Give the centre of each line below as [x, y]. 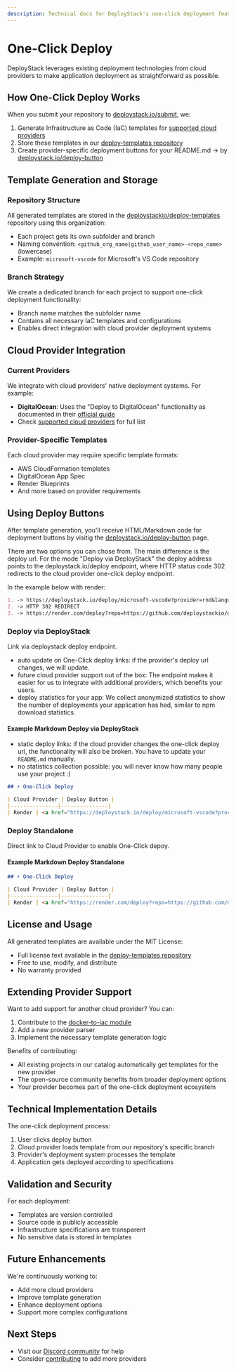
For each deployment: [39, 1201]
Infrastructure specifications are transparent [81, 1229]
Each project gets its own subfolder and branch [86, 237]
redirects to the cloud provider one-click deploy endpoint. [91, 574]
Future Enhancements [57, 1259]
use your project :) [44, 774]
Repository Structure [44, 200]
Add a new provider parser [56, 1030]
